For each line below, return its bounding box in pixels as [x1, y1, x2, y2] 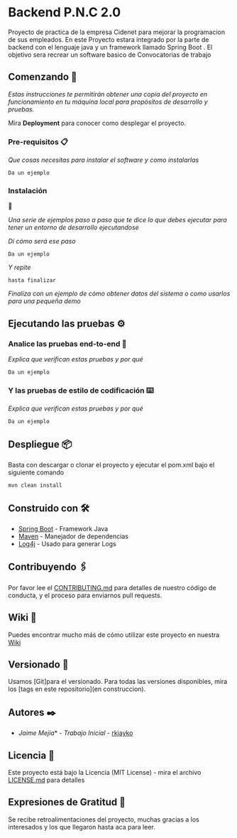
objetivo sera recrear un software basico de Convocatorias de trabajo [8, 50, 211, 59]
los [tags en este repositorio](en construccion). [8, 685, 146, 693]
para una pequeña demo [8, 297, 81, 305]
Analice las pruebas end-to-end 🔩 [8, 339, 127, 349]
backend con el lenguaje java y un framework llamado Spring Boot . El [8, 43, 213, 51]
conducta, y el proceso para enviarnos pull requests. [8, 591, 162, 599]
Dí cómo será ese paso [8, 237, 77, 246]
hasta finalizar [8, 277, 56, 284]
